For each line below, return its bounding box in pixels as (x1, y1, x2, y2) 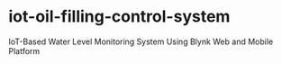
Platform (8, 45, 41, 56)
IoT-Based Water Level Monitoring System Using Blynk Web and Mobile (8, 36, 274, 47)
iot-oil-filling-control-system (8, 6, 231, 27)
